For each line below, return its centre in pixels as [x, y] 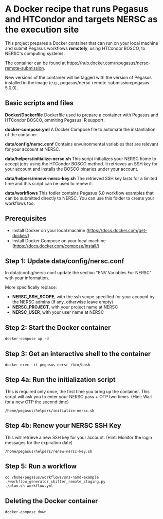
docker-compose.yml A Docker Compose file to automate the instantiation [80, 129]
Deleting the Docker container [52, 501]
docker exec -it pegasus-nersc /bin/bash [48, 365]
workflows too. [20, 203]
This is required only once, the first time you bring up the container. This [77, 391]
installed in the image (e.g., [32, 82]
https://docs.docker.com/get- [118, 230]
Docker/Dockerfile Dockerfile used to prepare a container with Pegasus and [82, 115]
